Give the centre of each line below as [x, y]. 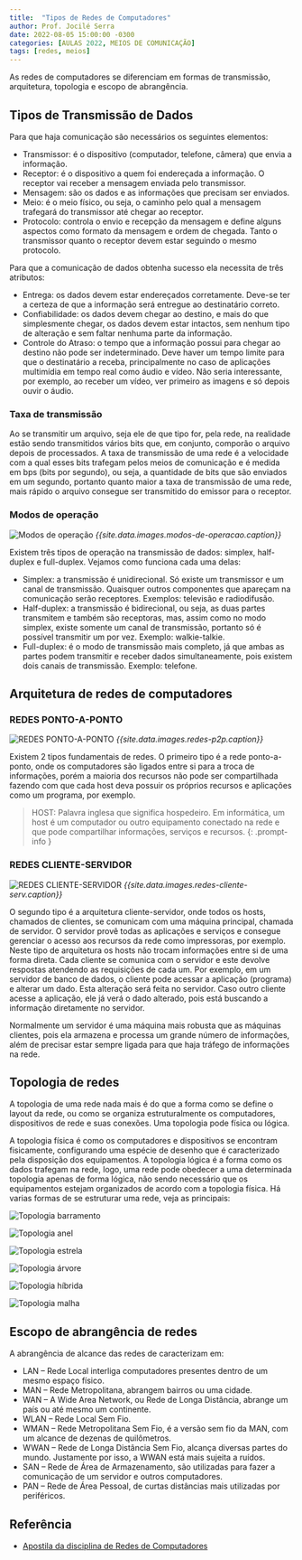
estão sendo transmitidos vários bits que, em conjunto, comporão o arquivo [150, 444]
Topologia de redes [64, 1082]
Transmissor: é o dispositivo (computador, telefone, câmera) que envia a [157, 154]
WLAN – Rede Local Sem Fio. [77, 1419]
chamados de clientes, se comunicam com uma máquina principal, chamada [151, 921]
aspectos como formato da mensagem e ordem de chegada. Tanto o [150, 230]
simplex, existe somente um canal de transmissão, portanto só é [142, 627]
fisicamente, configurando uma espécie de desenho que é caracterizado [145, 1150]
